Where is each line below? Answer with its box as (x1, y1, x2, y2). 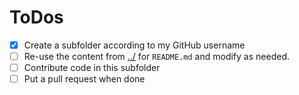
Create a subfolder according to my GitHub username (23, 39, 246, 51)
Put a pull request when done (23, 73, 146, 85)
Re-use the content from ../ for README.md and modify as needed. (23, 51, 290, 62)
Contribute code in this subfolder (23, 62, 161, 74)
